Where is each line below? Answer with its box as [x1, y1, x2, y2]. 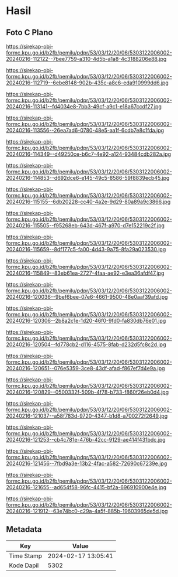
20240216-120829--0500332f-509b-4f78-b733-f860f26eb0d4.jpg [6, 388, 169, 395]
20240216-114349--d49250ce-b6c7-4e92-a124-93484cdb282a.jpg [6, 151, 171, 158]
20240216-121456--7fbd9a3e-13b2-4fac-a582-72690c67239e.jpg [6, 460, 167, 467]
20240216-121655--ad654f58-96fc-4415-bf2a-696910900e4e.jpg [6, 484, 167, 490]
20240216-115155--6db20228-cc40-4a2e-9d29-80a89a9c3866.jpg [6, 198, 171, 205]
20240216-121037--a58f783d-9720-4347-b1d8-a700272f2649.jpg [6, 412, 168, 419]
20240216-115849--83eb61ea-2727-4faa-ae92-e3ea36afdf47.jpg [6, 269, 165, 276]
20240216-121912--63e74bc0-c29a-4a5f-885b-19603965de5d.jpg [6, 508, 168, 514]
